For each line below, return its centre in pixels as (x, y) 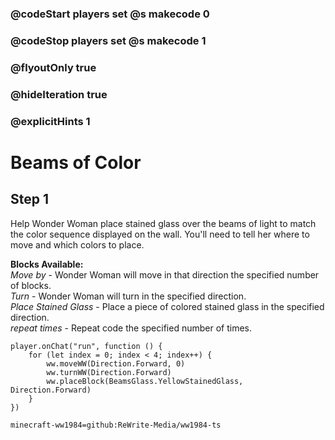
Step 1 (30, 199)
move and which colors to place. (77, 244)
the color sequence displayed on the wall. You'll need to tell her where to (160, 234)
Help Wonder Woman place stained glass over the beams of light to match (163, 223)
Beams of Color (76, 162)
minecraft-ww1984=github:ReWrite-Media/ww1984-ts (116, 425)
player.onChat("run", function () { (86, 346)
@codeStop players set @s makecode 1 (108, 40)
